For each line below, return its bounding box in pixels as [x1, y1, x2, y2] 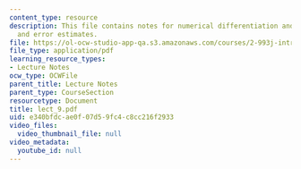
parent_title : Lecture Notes [9, 80, 118, 89]
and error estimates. [17, 30, 99, 38]
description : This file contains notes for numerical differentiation [9, 21, 279, 30]
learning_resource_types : [9, 55, 106, 63]
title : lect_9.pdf [9, 105, 78, 114]
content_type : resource [9, 13, 99, 22]
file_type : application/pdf [9, 46, 115, 55]
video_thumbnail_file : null [17, 130, 123, 139]
